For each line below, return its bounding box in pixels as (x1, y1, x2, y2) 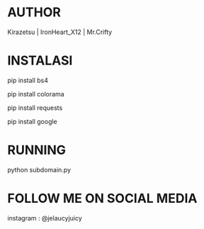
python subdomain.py (7, 165, 72, 174)
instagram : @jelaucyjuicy (7, 213, 83, 222)
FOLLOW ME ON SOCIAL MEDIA (7, 191, 198, 206)
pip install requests (7, 104, 63, 112)
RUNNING (7, 143, 66, 158)
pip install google (7, 117, 58, 125)
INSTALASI (7, 52, 73, 69)
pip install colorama (7, 89, 65, 98)
